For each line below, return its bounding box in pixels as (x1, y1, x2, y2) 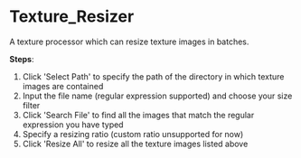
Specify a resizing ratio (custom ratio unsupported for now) (22, 128, 244, 139)
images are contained (22, 80, 104, 91)
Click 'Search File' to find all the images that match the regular (22, 109, 255, 120)
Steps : (9, 53, 34, 64)
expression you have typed (22, 119, 124, 130)
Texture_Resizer (9, 6, 135, 27)
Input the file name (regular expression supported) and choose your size (22, 90, 293, 101)
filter (22, 99, 41, 110)
